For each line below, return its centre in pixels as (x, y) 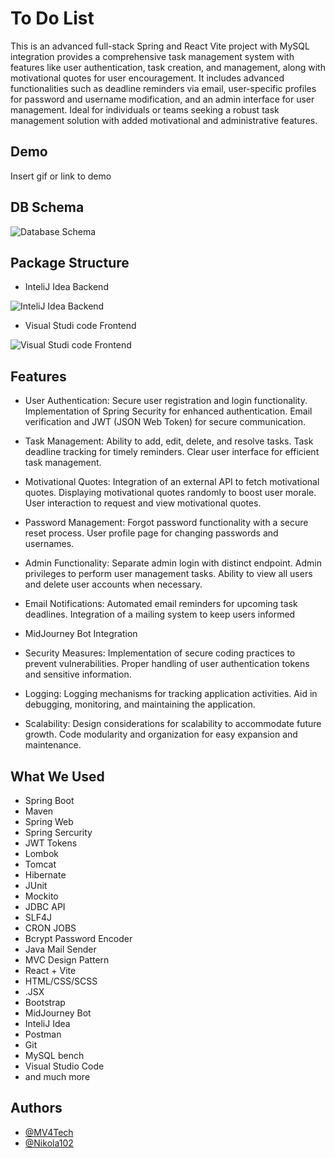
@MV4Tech (49, 1132)
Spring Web (49, 821)
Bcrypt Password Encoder (78, 938)
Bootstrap (45, 1002)
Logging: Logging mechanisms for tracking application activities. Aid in (171, 694)
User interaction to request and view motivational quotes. (143, 503)
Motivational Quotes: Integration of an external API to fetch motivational (172, 482)
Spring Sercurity (58, 832)
